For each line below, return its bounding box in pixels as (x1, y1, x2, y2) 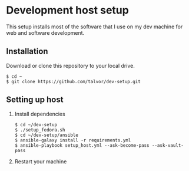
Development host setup (6, 4, 130, 17)
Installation (6, 47, 48, 57)
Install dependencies (14, 110, 66, 117)
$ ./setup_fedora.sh (14, 127, 65, 133)
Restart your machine (14, 157, 67, 165)
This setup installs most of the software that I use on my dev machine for (6, 23, 183, 30)
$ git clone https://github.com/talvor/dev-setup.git (6, 78, 141, 84)
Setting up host (6, 95, 64, 105)
